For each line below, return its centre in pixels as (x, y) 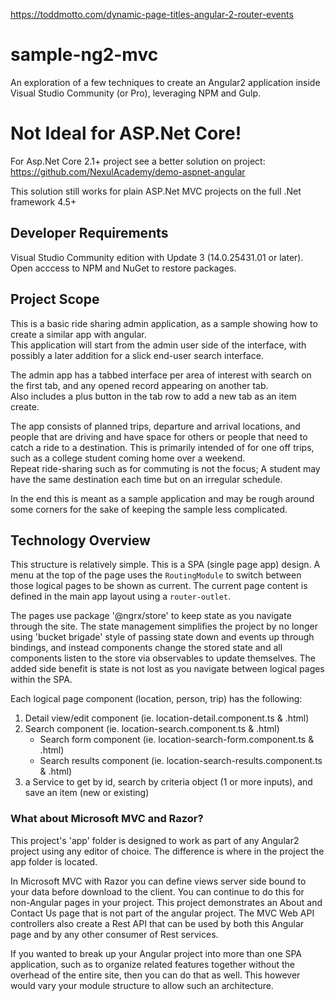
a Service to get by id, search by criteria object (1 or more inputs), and (168, 782)
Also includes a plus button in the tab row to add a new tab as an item (153, 396)
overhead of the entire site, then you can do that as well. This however (155, 975)
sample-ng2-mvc (84, 55)
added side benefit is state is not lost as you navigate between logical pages (167, 669)
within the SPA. (41, 680)
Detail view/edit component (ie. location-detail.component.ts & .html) (167, 718)
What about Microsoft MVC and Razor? (107, 819)
